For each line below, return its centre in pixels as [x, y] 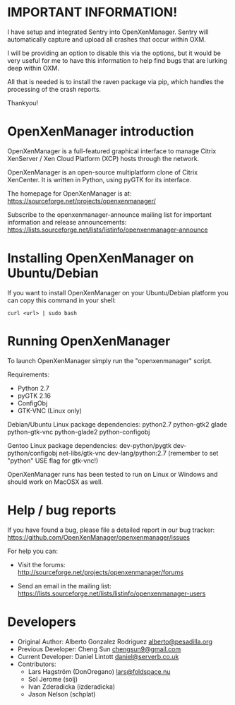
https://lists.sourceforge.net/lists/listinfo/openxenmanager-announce [108, 230]
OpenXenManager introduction [101, 132]
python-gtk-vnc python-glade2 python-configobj [79, 432]
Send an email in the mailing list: [64, 586]
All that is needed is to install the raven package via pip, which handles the [116, 81]
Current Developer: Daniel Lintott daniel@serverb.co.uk [98, 656]
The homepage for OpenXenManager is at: [70, 193]
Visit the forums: [41, 564]
